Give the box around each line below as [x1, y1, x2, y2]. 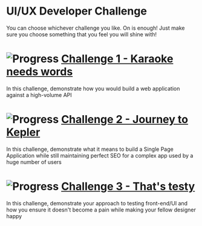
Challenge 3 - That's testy [61, 180, 195, 193]
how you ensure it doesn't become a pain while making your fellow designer [6, 206, 197, 213]
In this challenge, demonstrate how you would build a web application [6, 85, 180, 92]
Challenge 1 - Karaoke [61, 52, 174, 66]
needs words [6, 65, 73, 79]
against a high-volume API [6, 91, 73, 98]
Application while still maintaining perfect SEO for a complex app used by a [6, 151, 194, 159]
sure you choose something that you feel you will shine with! [6, 30, 157, 38]
